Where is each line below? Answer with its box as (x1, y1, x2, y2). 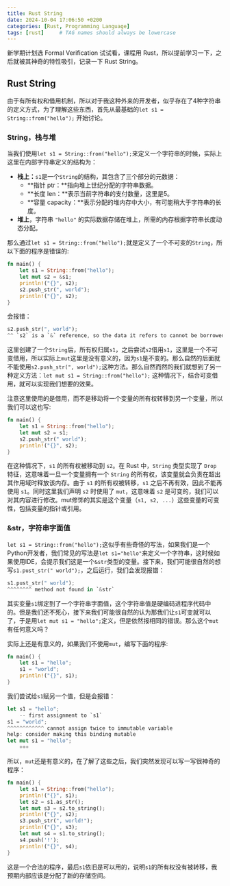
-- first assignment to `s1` (19, 712, 103, 719)
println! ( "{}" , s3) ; (19, 824, 78, 831)
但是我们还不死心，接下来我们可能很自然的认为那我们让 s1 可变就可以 (18, 608, 212, 616)
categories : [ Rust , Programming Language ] (7, 23, 130, 29)
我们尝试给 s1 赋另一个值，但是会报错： (7, 691, 116, 700)
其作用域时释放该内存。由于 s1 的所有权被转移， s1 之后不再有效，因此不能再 (7, 479, 222, 487)
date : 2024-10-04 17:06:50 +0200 (7, 16, 103, 23)
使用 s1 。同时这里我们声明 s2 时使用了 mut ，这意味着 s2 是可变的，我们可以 (7, 487, 219, 495)
